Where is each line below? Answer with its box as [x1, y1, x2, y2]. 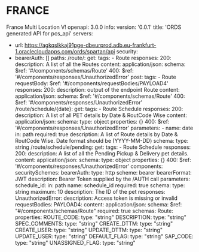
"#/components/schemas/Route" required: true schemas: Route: [14, 207, 174, 214]
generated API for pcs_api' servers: [6, 29, 93, 37]
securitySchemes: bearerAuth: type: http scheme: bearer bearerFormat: [14, 169, 192, 176]
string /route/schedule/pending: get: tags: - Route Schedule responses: [14, 143, 191, 151]
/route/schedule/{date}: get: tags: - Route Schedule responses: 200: [14, 105, 183, 112]
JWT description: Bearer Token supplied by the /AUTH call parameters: [14, 175, 190, 182]
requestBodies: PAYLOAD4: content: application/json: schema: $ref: [14, 200, 182, 208]
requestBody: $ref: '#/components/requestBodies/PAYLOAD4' [14, 79, 169, 87]
